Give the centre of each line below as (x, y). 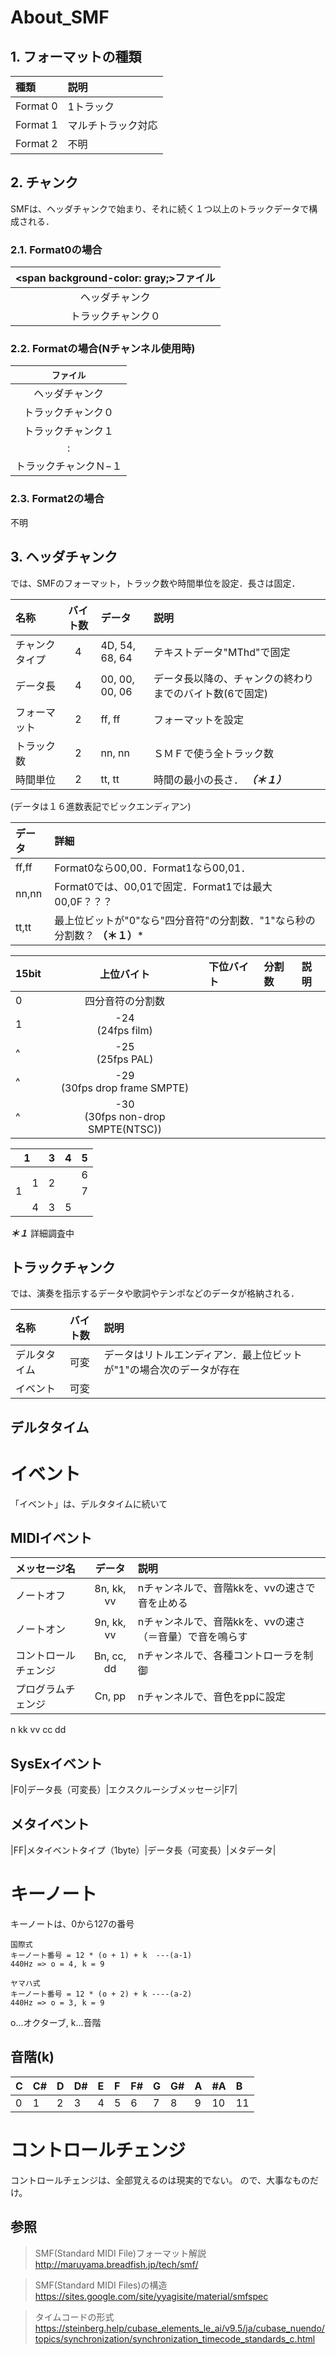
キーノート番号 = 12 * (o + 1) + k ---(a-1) (101, 1956)
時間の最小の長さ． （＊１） (220, 779)
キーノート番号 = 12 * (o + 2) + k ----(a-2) (101, 1994)
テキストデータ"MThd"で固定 (222, 652)
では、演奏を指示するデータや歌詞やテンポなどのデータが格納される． (155, 1293)
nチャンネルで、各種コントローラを (220, 1656)
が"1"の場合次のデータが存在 (171, 1370)
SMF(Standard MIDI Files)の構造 (101, 2285)
